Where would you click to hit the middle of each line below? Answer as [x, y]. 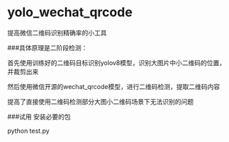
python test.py [28, 131]
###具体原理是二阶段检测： [48, 47]
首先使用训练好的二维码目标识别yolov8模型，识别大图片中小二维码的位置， [117, 63]
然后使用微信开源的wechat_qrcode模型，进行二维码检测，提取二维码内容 [114, 86]
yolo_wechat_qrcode [70, 12]
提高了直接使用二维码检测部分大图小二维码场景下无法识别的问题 [100, 101]
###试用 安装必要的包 [39, 117]
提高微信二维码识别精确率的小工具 [57, 32]
